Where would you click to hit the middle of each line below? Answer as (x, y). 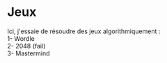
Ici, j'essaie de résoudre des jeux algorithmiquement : (84, 31)
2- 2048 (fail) (26, 46)
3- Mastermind (29, 53)
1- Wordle (21, 38)
